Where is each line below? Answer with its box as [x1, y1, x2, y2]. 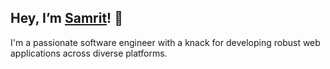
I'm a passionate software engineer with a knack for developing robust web [10, 36, 321, 48]
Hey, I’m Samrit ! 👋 [10, 10, 123, 27]
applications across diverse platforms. [10, 47, 168, 59]
